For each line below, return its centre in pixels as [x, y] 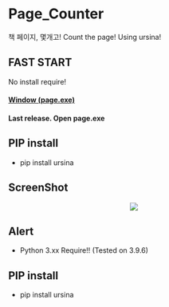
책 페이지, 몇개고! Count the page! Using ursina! [85, 37]
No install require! [37, 81]
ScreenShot [38, 188]
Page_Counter [56, 14]
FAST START [40, 63]
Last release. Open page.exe [57, 118]
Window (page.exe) [42, 100]
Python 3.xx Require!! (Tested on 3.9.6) [84, 250]
